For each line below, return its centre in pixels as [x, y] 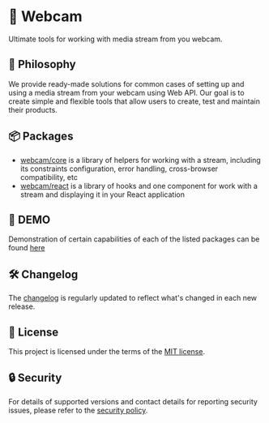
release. [22, 306]
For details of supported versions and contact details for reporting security [133, 401]
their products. [33, 109]
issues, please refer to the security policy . [78, 410]
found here [27, 248]
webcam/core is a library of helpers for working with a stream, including [140, 160]
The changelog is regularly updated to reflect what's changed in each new [133, 298]
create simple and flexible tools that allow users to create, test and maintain [134, 101]
